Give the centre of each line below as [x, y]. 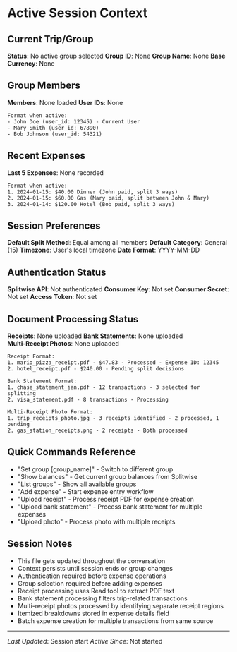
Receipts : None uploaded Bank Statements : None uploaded [95, 336]
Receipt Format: [31, 357]
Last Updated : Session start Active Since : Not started [85, 641]
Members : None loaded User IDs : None [65, 102]
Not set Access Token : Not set [52, 297]
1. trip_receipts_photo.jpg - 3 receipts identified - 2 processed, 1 [113, 418]
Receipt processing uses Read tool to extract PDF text [96, 591]
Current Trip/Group [50, 39]
